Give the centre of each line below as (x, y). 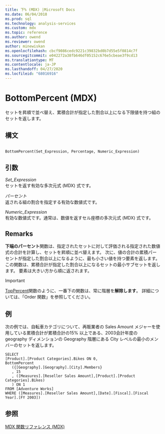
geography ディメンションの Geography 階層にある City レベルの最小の (78, 339)
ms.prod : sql (18, 19)
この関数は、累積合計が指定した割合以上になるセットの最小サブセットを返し (83, 265)
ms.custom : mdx (21, 28)
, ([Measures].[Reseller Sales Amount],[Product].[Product (73, 376)
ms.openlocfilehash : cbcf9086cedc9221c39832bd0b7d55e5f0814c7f (71, 51)
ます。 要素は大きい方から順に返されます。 (49, 271)
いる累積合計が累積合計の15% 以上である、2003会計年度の (78, 333)
